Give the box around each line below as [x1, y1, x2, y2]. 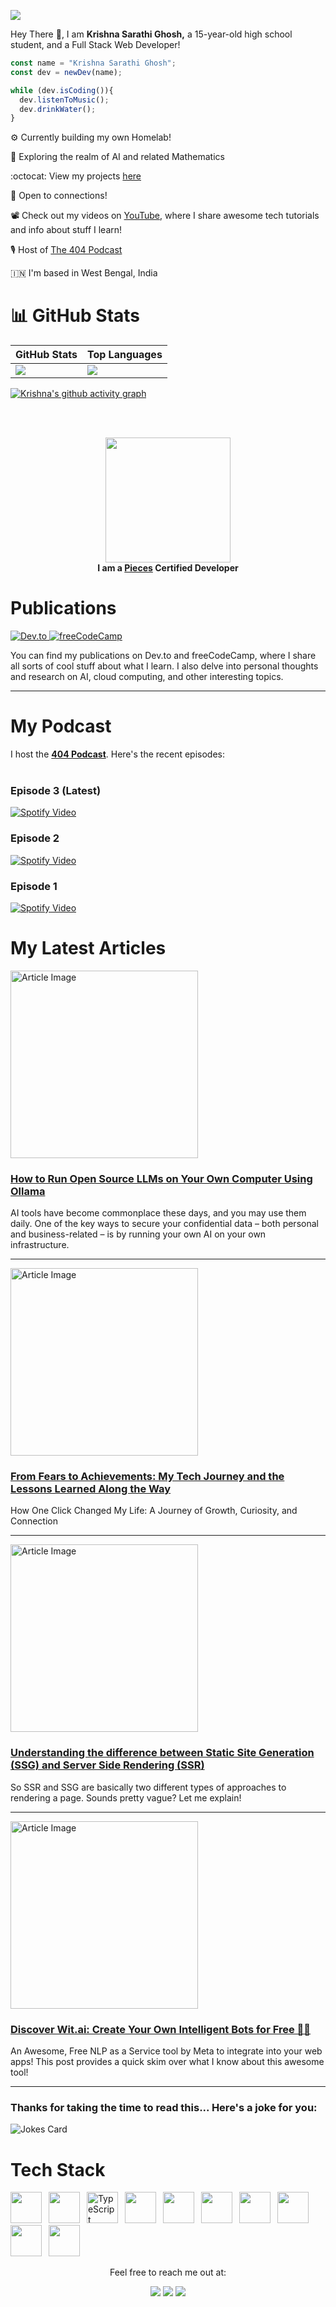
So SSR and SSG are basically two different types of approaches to [10, 1781, 287, 1793]
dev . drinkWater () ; [19, 104, 97, 114]
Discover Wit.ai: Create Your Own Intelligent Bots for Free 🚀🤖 [10, 2022, 312, 2036]
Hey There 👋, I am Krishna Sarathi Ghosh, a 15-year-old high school [10, 28, 293, 40]
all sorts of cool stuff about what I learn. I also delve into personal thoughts [10, 660, 319, 672]
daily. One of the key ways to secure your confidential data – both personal [10, 1218, 319, 1230]
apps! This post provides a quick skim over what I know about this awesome [10, 2056, 325, 2068]
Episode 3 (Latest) [10, 783, 102, 797]
